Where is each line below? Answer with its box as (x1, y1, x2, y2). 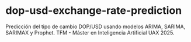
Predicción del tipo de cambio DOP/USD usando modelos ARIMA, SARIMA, (5, 23, 186, 30)
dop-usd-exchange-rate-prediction (5, 4, 182, 17)
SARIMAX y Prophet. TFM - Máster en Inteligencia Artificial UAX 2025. (5, 29, 175, 36)
